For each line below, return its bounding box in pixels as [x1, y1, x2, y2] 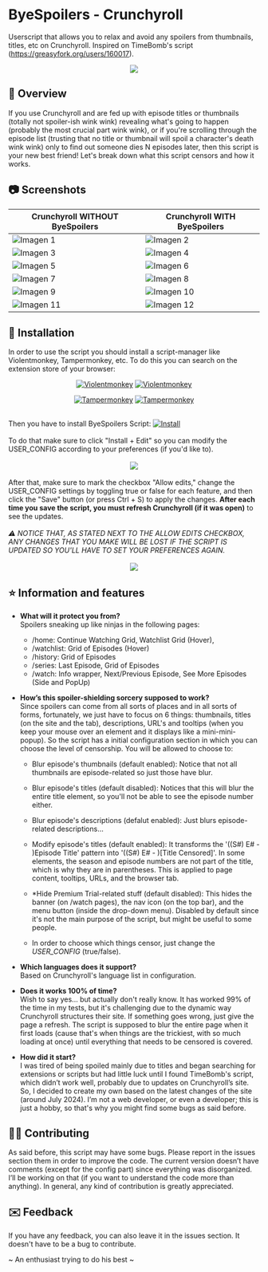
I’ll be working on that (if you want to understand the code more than [8, 1173, 235, 1182]
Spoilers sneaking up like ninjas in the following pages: [19, 620, 200, 629]
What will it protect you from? [19, 612, 121, 621]
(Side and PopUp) [31, 678, 91, 687]
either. [31, 800, 53, 810]
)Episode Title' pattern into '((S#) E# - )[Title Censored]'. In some [31, 848, 246, 858]
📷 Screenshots [8, 183, 86, 197]
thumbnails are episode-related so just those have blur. [31, 768, 213, 778]
